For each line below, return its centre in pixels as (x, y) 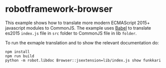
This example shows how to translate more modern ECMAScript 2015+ (78, 23)
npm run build (20, 56)
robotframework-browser (59, 9)
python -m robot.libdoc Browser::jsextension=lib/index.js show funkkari (83, 60)
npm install (17, 52)
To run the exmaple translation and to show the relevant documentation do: (82, 42)
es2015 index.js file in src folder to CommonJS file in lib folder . (71, 33)
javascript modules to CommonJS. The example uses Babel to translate (78, 28)
